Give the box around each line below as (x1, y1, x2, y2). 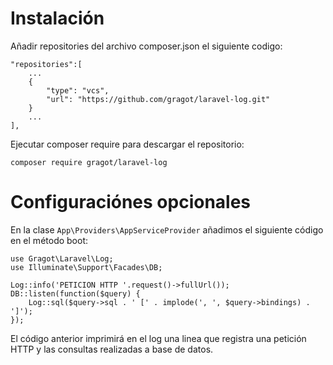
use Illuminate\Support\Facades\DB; (10, 262, 163, 272)
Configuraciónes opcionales (10, 191, 252, 214)
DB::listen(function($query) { (10, 288, 141, 299)
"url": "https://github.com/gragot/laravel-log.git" (46, 94, 271, 104)
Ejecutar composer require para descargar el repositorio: (10, 138, 245, 150)
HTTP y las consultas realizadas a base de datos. (10, 343, 214, 355)
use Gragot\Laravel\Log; (10, 253, 114, 264)
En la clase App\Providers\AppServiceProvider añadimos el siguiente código (10, 223, 324, 236)
